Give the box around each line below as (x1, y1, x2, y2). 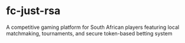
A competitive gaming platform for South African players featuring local (6, 24, 180, 31)
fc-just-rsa (6, 4, 61, 18)
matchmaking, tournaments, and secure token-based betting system (6, 29, 173, 37)
